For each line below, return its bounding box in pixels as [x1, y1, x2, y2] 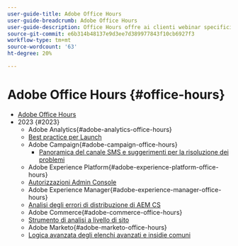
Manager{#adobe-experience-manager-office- [84, 185, 222, 194]
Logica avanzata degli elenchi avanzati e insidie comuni [28, 230, 191, 239]
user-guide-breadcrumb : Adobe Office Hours [7, 17, 138, 24]
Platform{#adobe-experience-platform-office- [84, 162, 219, 171]
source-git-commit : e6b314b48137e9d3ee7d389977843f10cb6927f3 [7, 30, 195, 38]
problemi [38, 155, 65, 164]
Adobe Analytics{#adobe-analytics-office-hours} [28, 125, 172, 133]
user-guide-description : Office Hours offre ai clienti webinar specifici [7, 23, 233, 30]
